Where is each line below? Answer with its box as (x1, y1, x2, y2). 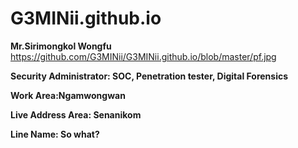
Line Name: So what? (10, 128, 100, 140)
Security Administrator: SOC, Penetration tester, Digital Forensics (10, 70, 289, 82)
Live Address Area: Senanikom (10, 108, 142, 121)
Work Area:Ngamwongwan (10, 89, 126, 101)
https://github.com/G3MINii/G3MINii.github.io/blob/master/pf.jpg (10, 50, 277, 62)
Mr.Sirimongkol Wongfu (10, 40, 112, 52)
